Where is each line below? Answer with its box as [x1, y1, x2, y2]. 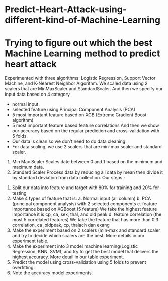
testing [12, 190, 27, 196]
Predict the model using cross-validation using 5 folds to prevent [12, 259, 146, 265]
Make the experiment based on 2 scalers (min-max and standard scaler [12, 227, 160, 233]
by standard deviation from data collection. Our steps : [12, 175, 125, 181]
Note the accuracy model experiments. [12, 270, 93, 276]
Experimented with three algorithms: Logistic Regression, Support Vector [5, 75, 156, 81]
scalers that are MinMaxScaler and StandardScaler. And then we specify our [5, 86, 163, 92]
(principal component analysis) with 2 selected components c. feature [12, 201, 157, 207]
